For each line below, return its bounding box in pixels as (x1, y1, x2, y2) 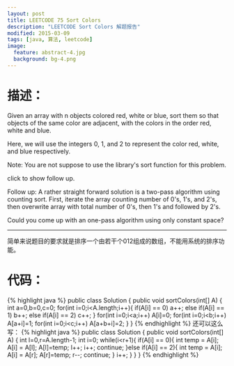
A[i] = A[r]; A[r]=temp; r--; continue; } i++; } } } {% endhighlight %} (7, 350, 199, 359)
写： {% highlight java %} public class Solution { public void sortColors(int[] (7, 328, 224, 336)
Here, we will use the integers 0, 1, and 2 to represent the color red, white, (7, 139, 219, 148)
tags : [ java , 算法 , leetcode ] (7, 36, 93, 43)
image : (7, 43, 26, 49)
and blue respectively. (7, 147, 71, 155)
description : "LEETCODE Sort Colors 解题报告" (7, 23, 141, 30)
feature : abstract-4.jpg (13, 49, 86, 56)
